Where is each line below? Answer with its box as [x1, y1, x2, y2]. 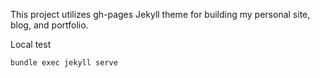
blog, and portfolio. [10, 19, 89, 31]
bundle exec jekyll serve [10, 58, 118, 68]
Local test [10, 39, 52, 50]
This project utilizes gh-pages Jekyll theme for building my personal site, [10, 9, 311, 20]
